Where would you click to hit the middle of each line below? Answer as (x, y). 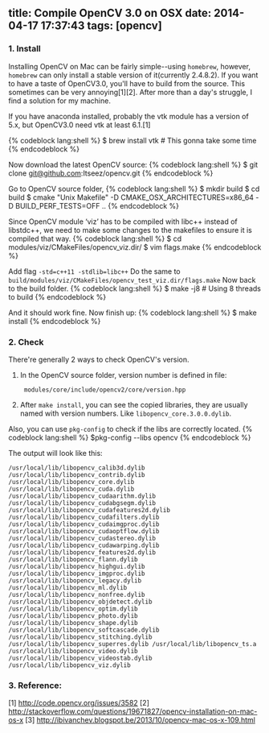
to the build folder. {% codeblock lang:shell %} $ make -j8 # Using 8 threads (134, 288)
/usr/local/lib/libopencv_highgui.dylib (77, 566)
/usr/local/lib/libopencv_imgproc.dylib (77, 574)
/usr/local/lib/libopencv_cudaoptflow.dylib (84, 531)
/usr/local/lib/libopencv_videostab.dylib (80, 658)
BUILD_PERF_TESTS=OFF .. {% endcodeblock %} (97, 205)
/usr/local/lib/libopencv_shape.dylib (73, 623)
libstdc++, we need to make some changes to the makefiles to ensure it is (130, 230)
